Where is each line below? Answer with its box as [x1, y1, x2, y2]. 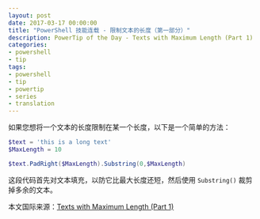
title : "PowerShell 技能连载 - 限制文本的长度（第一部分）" [8, 26, 190, 34]
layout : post [8, 11, 52, 20]
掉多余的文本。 [8, 185, 57, 194]
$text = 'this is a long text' [8, 138, 112, 146]
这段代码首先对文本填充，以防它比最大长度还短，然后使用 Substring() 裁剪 [8, 175, 253, 184]
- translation [8, 100, 55, 108]
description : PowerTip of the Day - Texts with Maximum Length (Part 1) [8, 33, 254, 42]
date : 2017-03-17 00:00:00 [8, 19, 97, 27]
